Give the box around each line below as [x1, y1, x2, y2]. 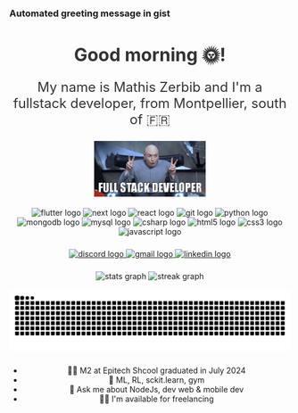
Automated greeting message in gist [9, 7, 171, 20]
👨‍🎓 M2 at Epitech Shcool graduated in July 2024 [66, 365, 246, 376]
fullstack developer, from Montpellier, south [12, 95, 287, 112]
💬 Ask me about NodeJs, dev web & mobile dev [69, 384, 244, 395]
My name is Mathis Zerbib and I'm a [37, 78, 263, 95]
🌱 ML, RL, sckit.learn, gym [108, 375, 205, 385]
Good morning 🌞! [73, 43, 227, 66]
